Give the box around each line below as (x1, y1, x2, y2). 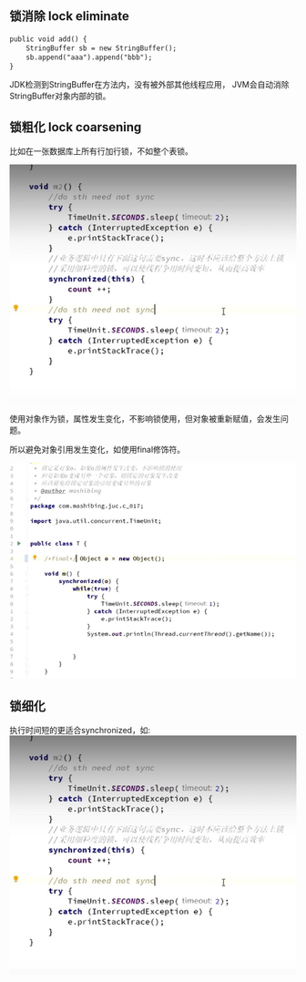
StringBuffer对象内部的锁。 (9, 90, 111, 101)
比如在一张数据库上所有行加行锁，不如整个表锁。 (9, 145, 193, 157)
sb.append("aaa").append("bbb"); (25, 53, 153, 62)
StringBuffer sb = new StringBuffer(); (25, 44, 178, 53)
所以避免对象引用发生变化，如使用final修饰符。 (9, 445, 186, 455)
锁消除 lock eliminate (9, 8, 130, 25)
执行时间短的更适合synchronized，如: (9, 724, 151, 735)
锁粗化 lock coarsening (9, 119, 142, 135)
